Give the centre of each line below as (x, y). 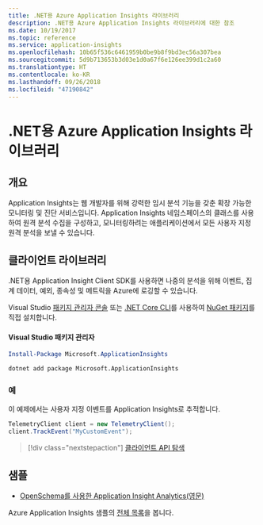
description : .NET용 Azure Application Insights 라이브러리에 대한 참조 (122, 23)
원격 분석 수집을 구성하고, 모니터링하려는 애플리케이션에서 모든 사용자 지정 (137, 223)
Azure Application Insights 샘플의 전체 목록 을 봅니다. (91, 513)
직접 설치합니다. (33, 317)
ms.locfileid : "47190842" (51, 89)
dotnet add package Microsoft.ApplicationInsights (93, 369)
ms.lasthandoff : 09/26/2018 (55, 82)
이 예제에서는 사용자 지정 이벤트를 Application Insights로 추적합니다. (114, 409)
